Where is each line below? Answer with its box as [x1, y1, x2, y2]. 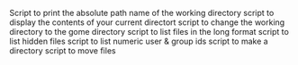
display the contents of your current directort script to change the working [9, 17, 285, 28]
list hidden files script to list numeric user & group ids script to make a [9, 36, 268, 46]
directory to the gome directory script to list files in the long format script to [9, 27, 290, 37]
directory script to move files [9, 45, 116, 56]
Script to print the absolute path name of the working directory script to [9, 8, 275, 18]
